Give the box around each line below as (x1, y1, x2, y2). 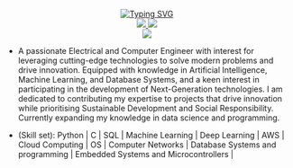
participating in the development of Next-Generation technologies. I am (17, 84, 283, 94)
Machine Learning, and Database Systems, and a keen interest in (17, 75, 260, 84)
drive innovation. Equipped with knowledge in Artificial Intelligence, (17, 65, 268, 75)
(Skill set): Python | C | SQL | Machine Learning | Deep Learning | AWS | (17, 130, 285, 140)
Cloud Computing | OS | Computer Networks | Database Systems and (17, 139, 277, 150)
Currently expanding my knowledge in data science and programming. (17, 112, 280, 123)
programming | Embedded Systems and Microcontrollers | (17, 149, 234, 159)
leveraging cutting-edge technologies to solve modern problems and (17, 55, 274, 66)
